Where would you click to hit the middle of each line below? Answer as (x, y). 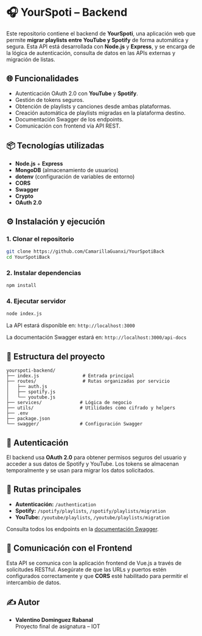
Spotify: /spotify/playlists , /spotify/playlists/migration (90, 510)
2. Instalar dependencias (44, 273)
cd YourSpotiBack (28, 258)
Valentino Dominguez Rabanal (54, 620)
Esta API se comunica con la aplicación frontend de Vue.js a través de (94, 563)
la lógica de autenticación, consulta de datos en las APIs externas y (91, 52)
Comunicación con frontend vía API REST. (68, 126)
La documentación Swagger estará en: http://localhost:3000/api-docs (96, 338)
